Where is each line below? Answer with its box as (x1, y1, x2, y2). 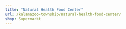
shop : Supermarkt (5, 16, 41, 21)
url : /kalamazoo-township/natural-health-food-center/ (5, 12, 122, 17)
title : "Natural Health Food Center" (5, 7, 84, 12)
